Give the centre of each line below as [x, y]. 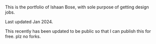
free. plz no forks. [23, 36]
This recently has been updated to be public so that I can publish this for [78, 31]
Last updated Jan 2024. [29, 22]
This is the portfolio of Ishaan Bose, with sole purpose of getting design [77, 7]
